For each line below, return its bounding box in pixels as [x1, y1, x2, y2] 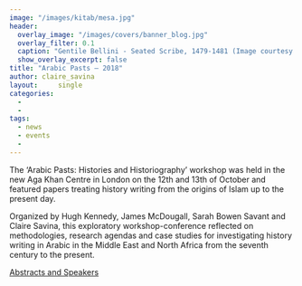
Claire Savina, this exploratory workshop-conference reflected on [9, 220, 254, 231]
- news [17, 123, 42, 132]
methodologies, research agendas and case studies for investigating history [9, 230, 292, 241]
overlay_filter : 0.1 [17, 38, 95, 48]
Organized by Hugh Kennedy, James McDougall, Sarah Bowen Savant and [9, 210, 287, 222]
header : [9, 22, 39, 31]
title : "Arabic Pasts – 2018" [9, 64, 124, 73]
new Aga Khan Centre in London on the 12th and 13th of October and [9, 174, 267, 185]
